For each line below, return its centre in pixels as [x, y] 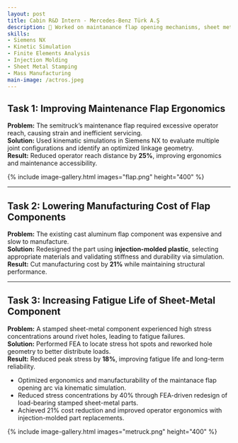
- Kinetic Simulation [39, 47]
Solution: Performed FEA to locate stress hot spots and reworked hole [110, 344]
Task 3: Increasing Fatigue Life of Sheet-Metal [112, 301]
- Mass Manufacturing [39, 73]
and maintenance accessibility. [52, 163]
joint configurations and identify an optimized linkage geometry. [101, 148]
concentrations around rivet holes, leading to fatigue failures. [96, 336]
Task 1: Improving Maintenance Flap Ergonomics [117, 108]
